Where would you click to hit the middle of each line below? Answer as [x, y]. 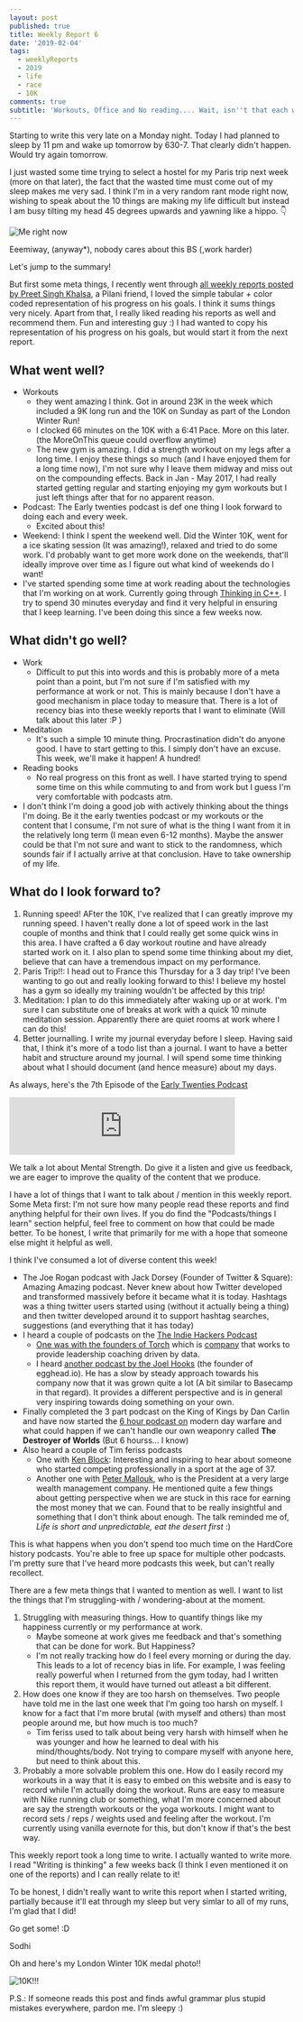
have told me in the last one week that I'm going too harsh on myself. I [152, 1703]
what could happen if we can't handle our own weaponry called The [149, 1430]
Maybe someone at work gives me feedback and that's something [159, 1636]
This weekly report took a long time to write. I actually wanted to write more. [151, 1855]
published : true [40, 26]
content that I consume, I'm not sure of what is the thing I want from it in [156, 825]
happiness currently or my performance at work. [112, 1627]
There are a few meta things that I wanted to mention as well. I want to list [147, 1590]
